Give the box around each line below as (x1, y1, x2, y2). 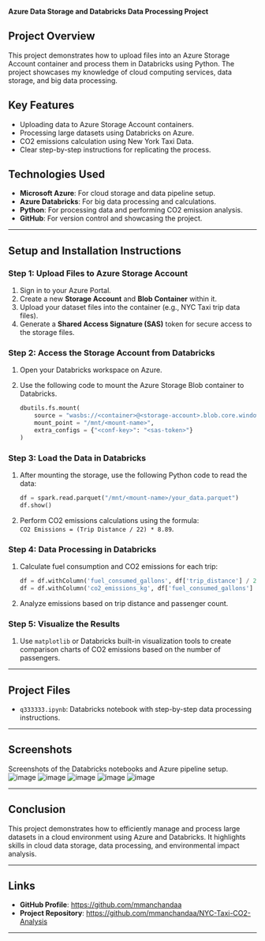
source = (34, 412, 63, 420)
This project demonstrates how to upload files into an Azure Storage (8, 51, 230, 60)
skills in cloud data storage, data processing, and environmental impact (8, 841, 240, 850)
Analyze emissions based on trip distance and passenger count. (19, 598, 229, 608)
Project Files (8, 683, 71, 697)
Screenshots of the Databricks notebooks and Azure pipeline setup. (8, 764, 229, 774)
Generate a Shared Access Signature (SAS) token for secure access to (19, 319, 252, 329)
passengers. (19, 653, 61, 663)
